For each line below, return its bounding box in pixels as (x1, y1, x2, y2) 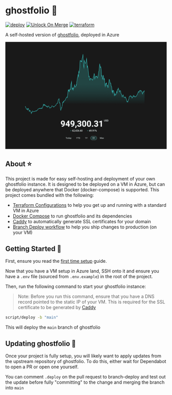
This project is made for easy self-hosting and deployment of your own (5, 176, 155, 182)
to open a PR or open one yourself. (5, 364, 79, 370)
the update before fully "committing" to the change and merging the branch (5, 379, 165, 385)
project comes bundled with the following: (5, 192, 94, 199)
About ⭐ (5, 159, 32, 169)
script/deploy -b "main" (5, 315, 58, 320)
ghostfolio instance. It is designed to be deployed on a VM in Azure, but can (5, 181, 165, 187)
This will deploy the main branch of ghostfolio (5, 324, 101, 331)
